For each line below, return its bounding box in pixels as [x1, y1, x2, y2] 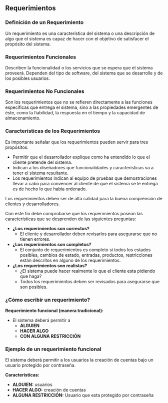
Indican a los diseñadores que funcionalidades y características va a [12, 164, 154, 170]
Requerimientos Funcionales [5, 53, 76, 60]
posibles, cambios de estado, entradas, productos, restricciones [19, 252, 153, 258]
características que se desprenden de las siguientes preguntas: [5, 216, 136, 222]
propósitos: [5, 144, 29, 150]
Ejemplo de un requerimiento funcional [5, 346, 101, 353]
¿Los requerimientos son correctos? [12, 225, 90, 231]
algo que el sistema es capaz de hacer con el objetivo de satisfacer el [5, 35, 149, 41]
